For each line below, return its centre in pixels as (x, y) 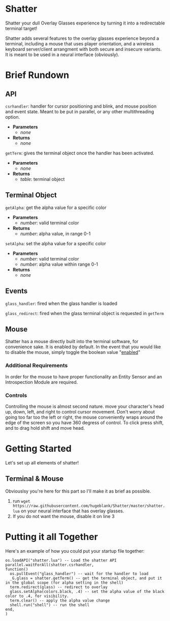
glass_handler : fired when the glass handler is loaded (61, 303)
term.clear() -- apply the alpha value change (60, 600)
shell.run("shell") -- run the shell (50, 605)
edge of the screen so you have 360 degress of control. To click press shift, (84, 422)
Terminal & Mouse (35, 479)
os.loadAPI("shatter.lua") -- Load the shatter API (61, 560)
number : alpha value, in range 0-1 (55, 234)
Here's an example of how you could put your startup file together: (75, 551)
